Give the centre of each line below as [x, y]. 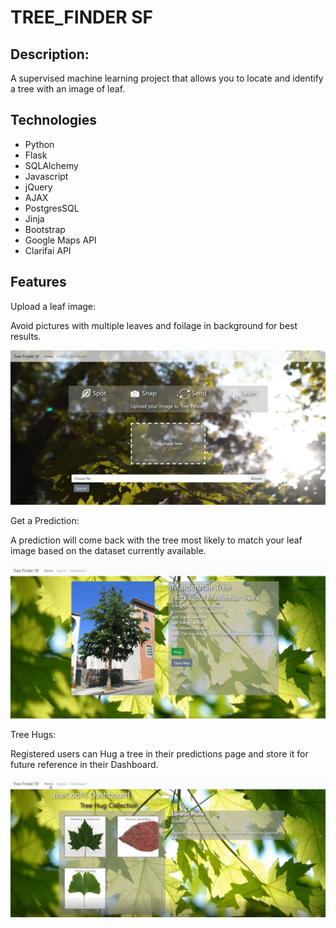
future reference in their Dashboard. [84, 764]
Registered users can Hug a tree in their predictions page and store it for [159, 753]
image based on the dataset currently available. [108, 551]
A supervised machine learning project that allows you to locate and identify [167, 78]
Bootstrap [45, 229]
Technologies [54, 120]
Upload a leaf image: [53, 306]
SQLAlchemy [51, 165]
